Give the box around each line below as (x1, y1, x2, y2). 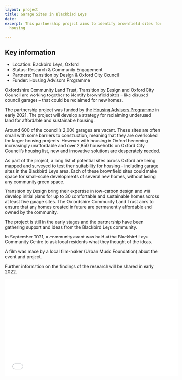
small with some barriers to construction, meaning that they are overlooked (5, 132, 158, 138)
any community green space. (5, 179, 65, 185)
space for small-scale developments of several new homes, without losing (5, 173, 156, 179)
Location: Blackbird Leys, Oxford (12, 61, 79, 67)
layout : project (5, 7, 38, 12)
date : (5, 16, 16, 21)
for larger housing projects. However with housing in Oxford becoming (5, 137, 148, 143)
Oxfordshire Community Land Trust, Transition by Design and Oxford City (5, 87, 154, 93)
